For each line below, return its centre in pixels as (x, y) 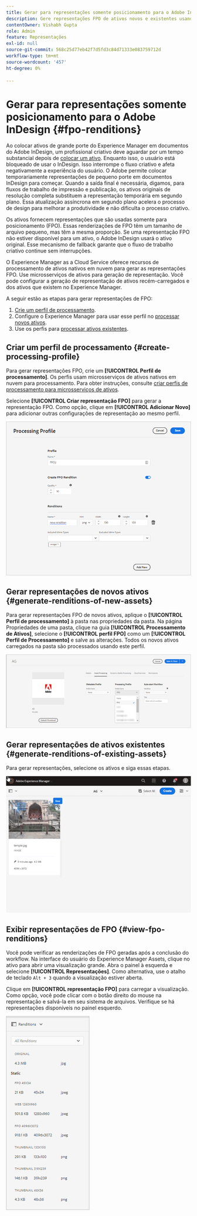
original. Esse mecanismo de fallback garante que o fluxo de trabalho (90, 245)
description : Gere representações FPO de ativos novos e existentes (91, 19)
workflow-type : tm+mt (33, 56)
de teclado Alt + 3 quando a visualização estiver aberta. (75, 978)
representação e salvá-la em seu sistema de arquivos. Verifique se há (90, 1002)
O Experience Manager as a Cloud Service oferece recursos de (83, 263)
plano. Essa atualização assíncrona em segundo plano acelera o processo (96, 202)
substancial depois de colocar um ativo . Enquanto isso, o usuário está (91, 158)
